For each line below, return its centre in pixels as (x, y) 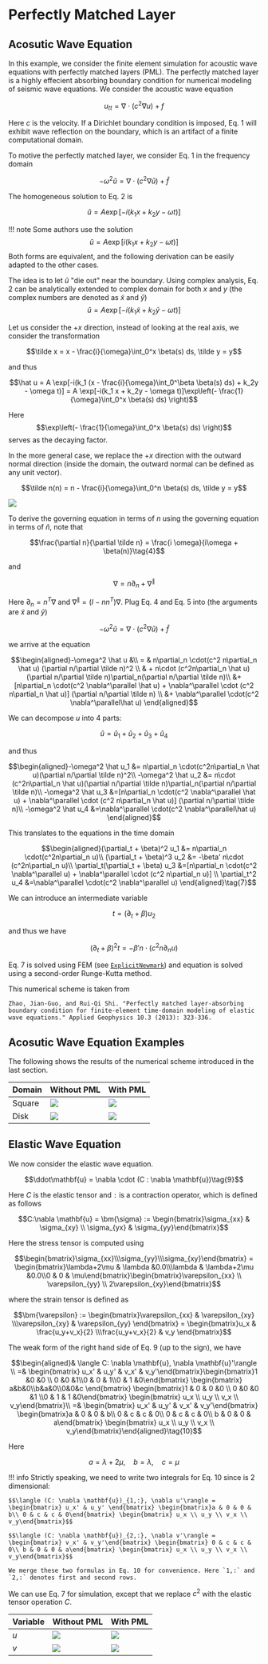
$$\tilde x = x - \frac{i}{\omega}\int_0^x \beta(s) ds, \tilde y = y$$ (134, 351)
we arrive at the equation (49, 645)
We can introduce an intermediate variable (78, 898)
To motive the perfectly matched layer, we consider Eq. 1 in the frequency (129, 156)
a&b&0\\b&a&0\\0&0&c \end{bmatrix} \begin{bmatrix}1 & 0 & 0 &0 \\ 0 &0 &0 (134, 1388)
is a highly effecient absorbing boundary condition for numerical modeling (130, 80)
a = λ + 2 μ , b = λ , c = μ (134, 1462)
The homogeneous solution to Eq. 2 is (71, 197)
